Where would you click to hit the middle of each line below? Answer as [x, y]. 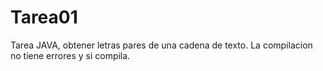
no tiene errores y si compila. [70, 55]
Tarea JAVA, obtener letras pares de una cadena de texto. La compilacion [161, 45]
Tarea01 [44, 17]
